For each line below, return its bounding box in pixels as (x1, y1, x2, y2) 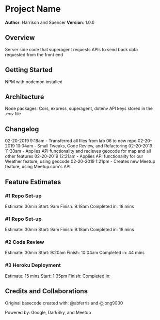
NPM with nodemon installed (5, 79, 63, 85)
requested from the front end (5, 52, 63, 57)
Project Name (5, 3, 61, 15)
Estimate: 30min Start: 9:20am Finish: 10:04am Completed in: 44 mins (5, 249, 145, 256)
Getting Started (5, 66, 53, 74)
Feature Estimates (5, 178, 61, 186)
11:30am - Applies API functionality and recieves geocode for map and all (5, 148, 151, 154)
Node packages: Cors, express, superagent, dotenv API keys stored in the (5, 106, 153, 111)
